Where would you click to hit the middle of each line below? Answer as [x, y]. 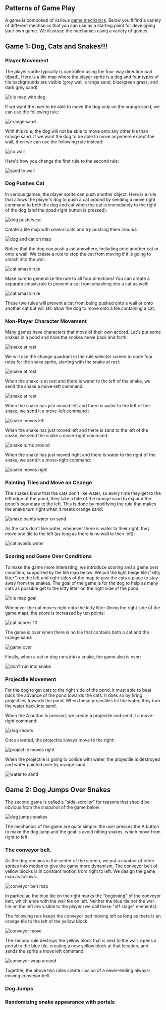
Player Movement [27, 61]
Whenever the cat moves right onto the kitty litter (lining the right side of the [83, 607]
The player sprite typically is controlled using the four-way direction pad [79, 71]
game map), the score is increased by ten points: [55, 613]
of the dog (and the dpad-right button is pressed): [56, 210]
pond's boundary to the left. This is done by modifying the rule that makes [81, 504]
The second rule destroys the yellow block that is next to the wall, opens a [81, 941]
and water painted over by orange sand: [46, 764]
